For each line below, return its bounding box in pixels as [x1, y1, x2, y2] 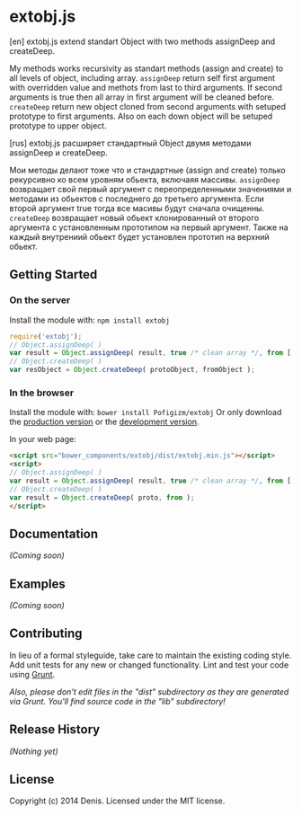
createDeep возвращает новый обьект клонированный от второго [9, 212, 260, 223]
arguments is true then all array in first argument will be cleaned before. [9, 92, 275, 102]
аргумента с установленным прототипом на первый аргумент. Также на [9, 222, 289, 233]
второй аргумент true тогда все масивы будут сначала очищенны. [9, 202, 265, 213]
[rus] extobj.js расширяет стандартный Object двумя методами [9, 137, 252, 148]
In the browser [9, 386, 75, 399]
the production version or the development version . [9, 416, 200, 428]
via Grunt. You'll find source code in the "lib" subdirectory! [9, 695, 226, 706]
